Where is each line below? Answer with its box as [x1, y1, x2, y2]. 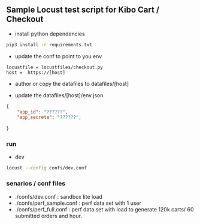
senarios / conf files [6, 180, 66, 188]
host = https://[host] [6, 69, 66, 76]
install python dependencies [14, 30, 85, 37]
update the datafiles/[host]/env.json [14, 91, 104, 98]
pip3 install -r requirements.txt [6, 41, 93, 47]
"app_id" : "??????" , [17, 109, 68, 115]
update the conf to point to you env [14, 52, 102, 59]
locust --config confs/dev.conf [6, 165, 87, 171]
